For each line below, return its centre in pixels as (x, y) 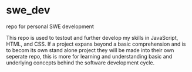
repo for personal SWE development (50, 26)
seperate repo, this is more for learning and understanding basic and (89, 56)
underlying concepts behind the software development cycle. (80, 63)
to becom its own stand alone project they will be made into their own (90, 50)
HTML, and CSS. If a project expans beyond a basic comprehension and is (96, 44)
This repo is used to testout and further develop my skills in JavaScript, (92, 37)
